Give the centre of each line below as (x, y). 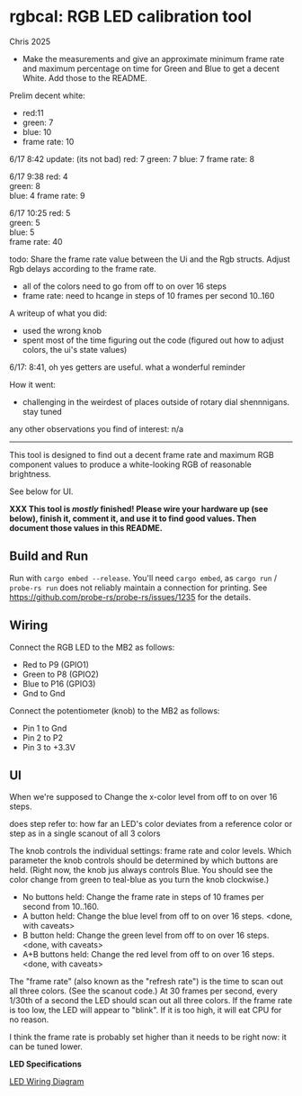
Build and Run (49, 557)
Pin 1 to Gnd (44, 728)
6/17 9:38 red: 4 (39, 176)
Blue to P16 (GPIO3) (59, 683)
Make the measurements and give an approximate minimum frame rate (153, 58)
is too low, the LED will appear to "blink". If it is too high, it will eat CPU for (146, 1011)
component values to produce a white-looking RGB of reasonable (130, 464)
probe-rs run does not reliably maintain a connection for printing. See (138, 588)
